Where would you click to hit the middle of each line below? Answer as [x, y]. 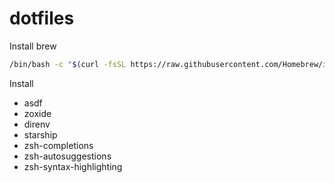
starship [40, 134]
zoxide [37, 113]
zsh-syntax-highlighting [73, 166]
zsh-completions [58, 145]
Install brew [33, 46]
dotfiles [42, 18]
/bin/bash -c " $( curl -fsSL [68, 64]
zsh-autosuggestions [67, 156]
